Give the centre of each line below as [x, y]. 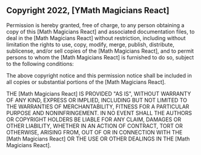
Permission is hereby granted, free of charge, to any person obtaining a [95, 25]
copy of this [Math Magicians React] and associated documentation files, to [100, 31]
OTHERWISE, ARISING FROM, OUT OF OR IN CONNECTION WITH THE [94, 132]
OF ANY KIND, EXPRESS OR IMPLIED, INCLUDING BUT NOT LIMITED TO [97, 100]
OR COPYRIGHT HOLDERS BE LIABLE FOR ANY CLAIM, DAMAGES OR [94, 119]
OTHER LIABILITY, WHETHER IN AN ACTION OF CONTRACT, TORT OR [94, 126]
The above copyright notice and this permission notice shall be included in [99, 75]
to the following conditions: [40, 64]
